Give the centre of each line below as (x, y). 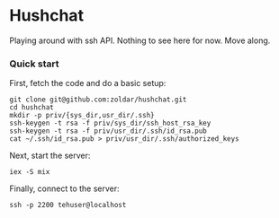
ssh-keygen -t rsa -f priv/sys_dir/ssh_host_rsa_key (110, 123)
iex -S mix (30, 172)
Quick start (35, 64)
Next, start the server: (50, 156)
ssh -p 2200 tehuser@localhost (68, 205)
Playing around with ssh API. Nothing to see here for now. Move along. (140, 40)
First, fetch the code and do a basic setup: (88, 83)
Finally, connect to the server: (64, 188)
